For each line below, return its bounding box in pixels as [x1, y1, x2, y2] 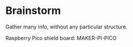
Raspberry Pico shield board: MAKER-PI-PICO [5, 34, 117, 41]
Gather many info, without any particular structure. [5, 23, 128, 30]
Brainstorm [5, 4, 61, 17]
